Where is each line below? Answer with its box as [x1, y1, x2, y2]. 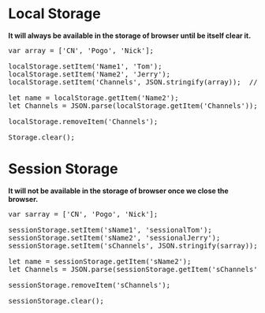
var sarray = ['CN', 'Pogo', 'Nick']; [8, 210, 159, 218]
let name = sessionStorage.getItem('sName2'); [8, 257, 192, 266]
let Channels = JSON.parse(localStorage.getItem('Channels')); [8, 101, 258, 110]
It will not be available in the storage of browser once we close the [8, 186, 229, 196]
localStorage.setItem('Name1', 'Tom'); [8, 61, 162, 71]
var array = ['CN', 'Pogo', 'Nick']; [8, 46, 155, 55]
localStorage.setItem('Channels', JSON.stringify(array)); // [8, 77, 258, 87]
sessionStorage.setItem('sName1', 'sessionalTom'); [8, 225, 213, 234]
